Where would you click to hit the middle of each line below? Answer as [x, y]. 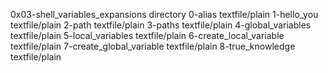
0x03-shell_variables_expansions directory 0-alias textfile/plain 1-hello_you [164, 14]
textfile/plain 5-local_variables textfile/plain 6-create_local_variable [147, 35]
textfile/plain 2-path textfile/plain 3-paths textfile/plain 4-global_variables [161, 25]
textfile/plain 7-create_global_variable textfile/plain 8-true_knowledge [153, 46]
